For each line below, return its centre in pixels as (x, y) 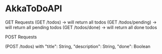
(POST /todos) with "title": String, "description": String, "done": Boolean (78, 46)
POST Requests (21, 37)
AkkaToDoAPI (34, 9)
